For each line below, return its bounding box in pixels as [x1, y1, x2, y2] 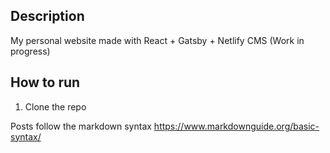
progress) [10, 45, 51, 57]
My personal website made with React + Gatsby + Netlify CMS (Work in [10, 34, 305, 46]
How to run [10, 74, 81, 91]
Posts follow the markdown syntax [10, 120, 152, 132]
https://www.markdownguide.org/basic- [153, 120, 320, 132]
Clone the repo [24, 100, 87, 113]
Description [10, 8, 85, 25]
